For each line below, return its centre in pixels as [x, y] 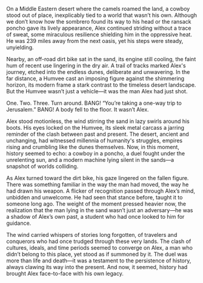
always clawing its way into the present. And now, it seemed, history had [97, 267]
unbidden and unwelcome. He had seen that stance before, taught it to [95, 197]
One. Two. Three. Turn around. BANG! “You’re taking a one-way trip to [94, 103]
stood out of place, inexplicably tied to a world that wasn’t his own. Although [102, 15]
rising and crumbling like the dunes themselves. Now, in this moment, [93, 147]
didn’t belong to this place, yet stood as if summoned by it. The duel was [97, 254]
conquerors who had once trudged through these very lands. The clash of [99, 241]
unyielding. [20, 47]
